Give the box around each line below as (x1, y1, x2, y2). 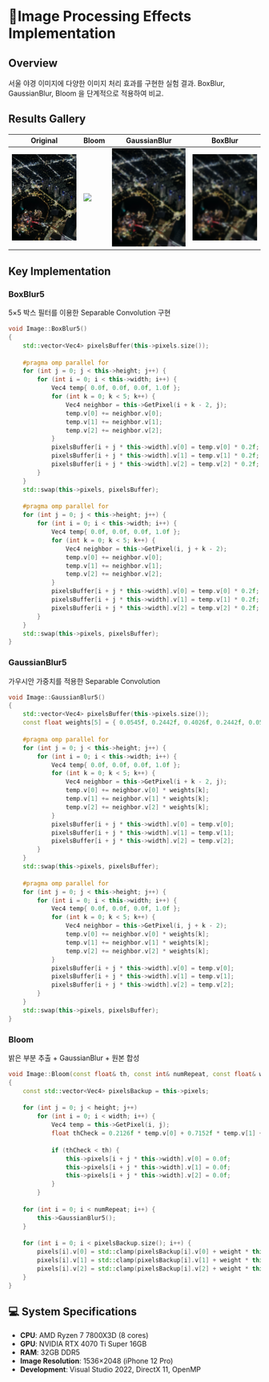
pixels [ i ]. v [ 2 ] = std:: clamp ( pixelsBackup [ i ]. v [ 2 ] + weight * (37, 1265, 249, 1273)
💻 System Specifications (8, 1305, 138, 1319)
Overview (8, 56, 58, 70)
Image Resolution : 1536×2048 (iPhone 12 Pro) (19, 1356, 174, 1365)
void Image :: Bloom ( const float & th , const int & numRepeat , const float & (8, 1070, 256, 1078)
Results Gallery (8, 112, 86, 126)
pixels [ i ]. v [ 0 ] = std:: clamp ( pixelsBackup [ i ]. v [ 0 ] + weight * (37, 1248, 249, 1256)
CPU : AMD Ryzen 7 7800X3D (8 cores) (19, 1330, 149, 1339)
